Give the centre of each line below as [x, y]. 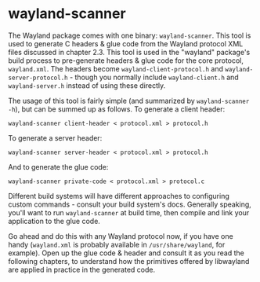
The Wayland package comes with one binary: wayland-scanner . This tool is [130, 35]
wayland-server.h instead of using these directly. [87, 85]
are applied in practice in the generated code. [81, 269]
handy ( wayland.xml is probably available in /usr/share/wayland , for [117, 244]
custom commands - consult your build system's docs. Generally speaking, [130, 204]
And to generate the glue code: [58, 167]
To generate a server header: [55, 137]
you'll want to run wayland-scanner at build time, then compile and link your [129, 212]
